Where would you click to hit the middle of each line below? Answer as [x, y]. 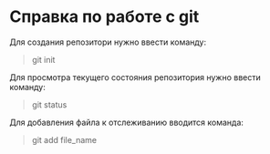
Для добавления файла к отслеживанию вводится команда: [127, 122]
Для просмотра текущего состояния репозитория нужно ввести [135, 77]
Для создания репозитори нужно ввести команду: [108, 42]
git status [49, 104]
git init [43, 59]
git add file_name [64, 139]
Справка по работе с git [104, 17]
